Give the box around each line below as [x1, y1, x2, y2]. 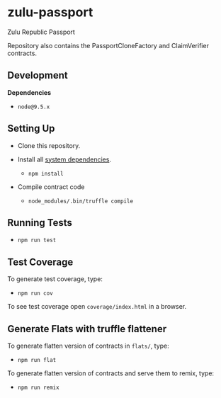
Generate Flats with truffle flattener [7, 323, 167, 335]
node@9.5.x [17, 103, 50, 110]
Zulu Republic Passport [7, 28, 76, 36]
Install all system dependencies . [17, 155, 112, 164]
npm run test [17, 237, 57, 244]
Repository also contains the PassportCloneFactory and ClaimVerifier [7, 41, 209, 50]
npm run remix [17, 384, 59, 391]
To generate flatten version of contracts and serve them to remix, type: [7, 369, 215, 377]
